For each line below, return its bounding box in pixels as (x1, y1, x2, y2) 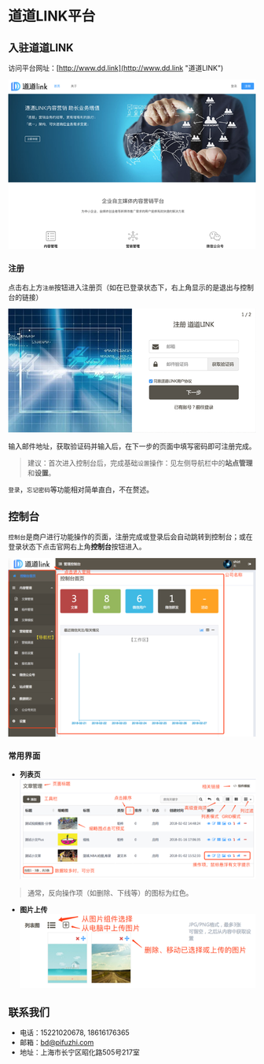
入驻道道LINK (8, 41, 74, 54)
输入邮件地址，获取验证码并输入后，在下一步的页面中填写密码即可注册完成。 (8, 441, 256, 451)
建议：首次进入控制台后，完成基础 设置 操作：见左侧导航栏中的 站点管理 (27, 458, 253, 467)
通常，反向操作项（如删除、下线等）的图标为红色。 (27, 889, 193, 898)
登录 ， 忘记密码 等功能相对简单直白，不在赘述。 (8, 485, 154, 494)
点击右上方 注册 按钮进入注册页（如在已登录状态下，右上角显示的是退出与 (8, 283, 240, 292)
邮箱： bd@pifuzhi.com (19, 1037, 94, 1047)
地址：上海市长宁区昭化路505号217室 (19, 1047, 140, 1057)
